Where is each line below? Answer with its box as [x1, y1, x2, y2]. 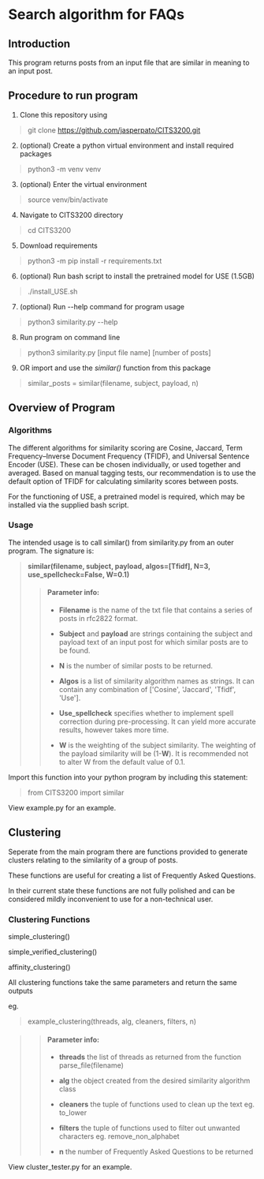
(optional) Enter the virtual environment [19, 179, 147, 189]
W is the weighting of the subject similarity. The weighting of [58, 740, 256, 750]
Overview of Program [8, 401, 116, 415]
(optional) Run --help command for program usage [19, 301, 185, 311]
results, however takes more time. [58, 725, 169, 735]
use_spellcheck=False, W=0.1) [27, 570, 130, 579]
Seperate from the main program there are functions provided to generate [8, 847, 248, 856]
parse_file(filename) [58, 1061, 125, 1070]
